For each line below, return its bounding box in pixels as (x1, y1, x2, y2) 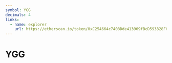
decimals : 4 (5, 12, 31, 17)
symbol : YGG (5, 7, 31, 13)
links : (5, 17, 19, 22)
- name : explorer (10, 22, 47, 27)
